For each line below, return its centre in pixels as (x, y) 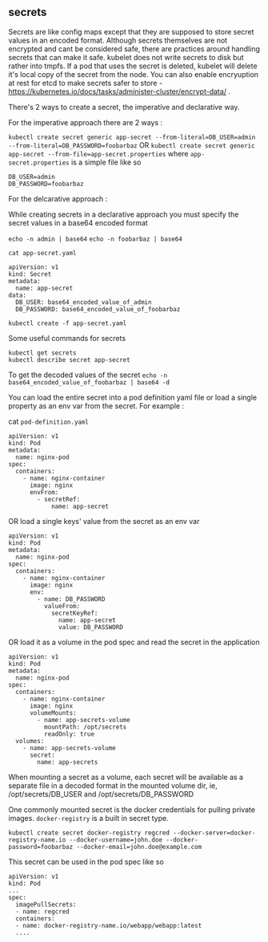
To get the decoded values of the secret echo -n (88, 375)
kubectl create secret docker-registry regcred (89, 833)
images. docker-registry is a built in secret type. (89, 818)
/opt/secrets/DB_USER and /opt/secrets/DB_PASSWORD (101, 794)
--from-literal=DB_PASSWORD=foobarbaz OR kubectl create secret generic (132, 145)
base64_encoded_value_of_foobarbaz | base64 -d (89, 382)
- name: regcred (42, 912)
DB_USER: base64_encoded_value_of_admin (84, 302)
